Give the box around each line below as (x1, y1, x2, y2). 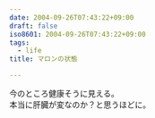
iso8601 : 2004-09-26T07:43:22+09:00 (9, 29, 146, 38)
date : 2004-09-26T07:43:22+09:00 (9, 13, 134, 22)
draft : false (9, 21, 58, 30)
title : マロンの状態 (9, 55, 78, 63)
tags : (9, 38, 30, 47)
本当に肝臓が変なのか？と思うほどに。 (9, 99, 151, 110)
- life (17, 46, 42, 55)
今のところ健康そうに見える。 (9, 88, 119, 98)
